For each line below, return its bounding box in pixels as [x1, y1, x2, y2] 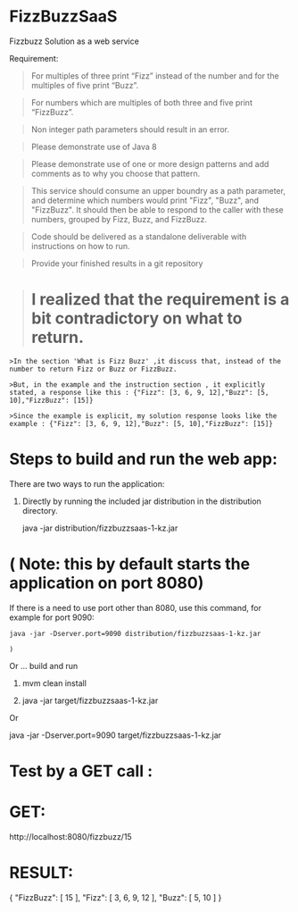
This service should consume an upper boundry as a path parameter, [30, 185, 286, 196]
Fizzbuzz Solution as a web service [9, 36, 140, 46]
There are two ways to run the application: [9, 478, 165, 489]
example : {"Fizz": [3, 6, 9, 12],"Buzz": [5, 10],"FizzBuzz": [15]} [9, 419, 274, 428]
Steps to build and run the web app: [9, 449, 278, 470]
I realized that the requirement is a [30, 289, 290, 310]
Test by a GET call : [9, 761, 153, 781]
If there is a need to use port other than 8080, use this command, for [9, 602, 261, 613]
